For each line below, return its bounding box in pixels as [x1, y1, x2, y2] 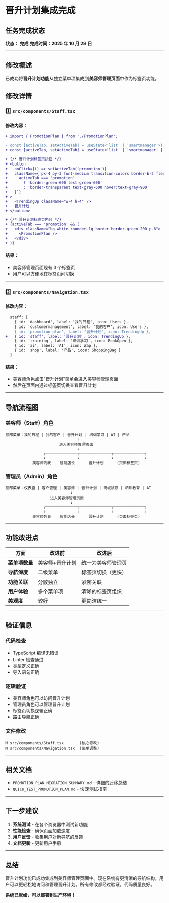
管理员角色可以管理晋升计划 [12, 701, 70, 707]
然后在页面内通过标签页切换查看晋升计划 [12, 382, 97, 388]
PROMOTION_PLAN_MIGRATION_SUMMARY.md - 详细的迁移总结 [12, 780, 127, 785]
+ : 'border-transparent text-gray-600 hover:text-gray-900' [5, 185, 150, 190]
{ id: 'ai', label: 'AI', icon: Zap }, [14, 343, 98, 348]
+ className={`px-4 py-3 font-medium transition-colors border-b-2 [5, 171, 154, 176]
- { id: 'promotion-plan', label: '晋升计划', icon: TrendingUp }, [5, 329, 151, 334]
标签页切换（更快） [81, 569, 127, 576]
